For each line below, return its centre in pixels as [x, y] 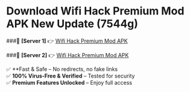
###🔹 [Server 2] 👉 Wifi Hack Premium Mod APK [68, 55]
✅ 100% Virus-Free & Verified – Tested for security [71, 76]
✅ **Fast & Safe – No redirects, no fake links [62, 69]
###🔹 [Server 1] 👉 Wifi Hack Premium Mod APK [67, 41]
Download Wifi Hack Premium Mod [95, 11]
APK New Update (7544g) [72, 24]
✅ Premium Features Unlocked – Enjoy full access [69, 82]
